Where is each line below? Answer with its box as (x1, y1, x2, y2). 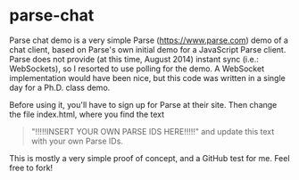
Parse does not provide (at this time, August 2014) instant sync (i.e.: (9, 53, 259, 64)
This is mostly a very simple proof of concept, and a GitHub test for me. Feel (9, 152, 290, 163)
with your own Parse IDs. (30, 135, 123, 146)
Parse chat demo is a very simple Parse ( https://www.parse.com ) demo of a (9, 35, 288, 45)
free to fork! (9, 162, 54, 173)
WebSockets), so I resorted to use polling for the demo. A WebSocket (9, 63, 265, 74)
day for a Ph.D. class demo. (9, 82, 111, 93)
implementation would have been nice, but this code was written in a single (9, 72, 286, 83)
